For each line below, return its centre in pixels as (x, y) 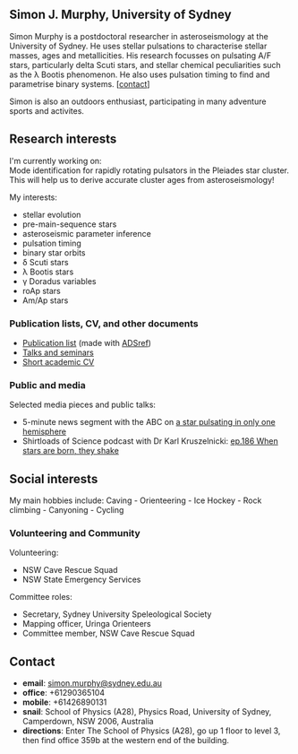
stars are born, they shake (70, 451)
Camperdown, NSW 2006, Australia (88, 722)
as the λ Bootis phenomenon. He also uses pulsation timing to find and (140, 74)
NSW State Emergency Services (81, 580)
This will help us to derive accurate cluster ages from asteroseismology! (142, 179)
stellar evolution (51, 214)
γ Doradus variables (59, 281)
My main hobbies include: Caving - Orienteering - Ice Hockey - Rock (136, 500)
